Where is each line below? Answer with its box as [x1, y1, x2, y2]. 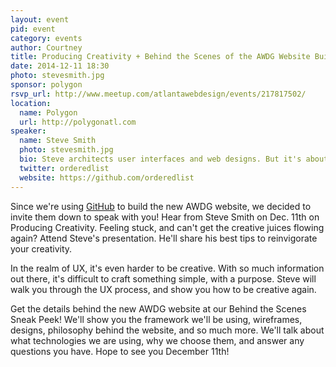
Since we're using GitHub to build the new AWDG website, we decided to [10, 200, 312, 212]
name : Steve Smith [19, 136, 97, 146]
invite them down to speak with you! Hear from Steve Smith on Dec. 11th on [10, 211, 320, 223]
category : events [10, 33, 83, 43]
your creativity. [10, 242, 73, 255]
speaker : [10, 126, 47, 136]
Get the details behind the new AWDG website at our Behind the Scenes [10, 302, 307, 315]
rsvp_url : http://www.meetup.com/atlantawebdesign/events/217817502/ [10, 89, 307, 99]
